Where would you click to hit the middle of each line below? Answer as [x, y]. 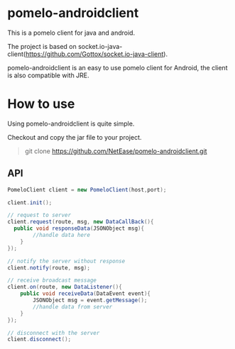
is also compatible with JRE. [49, 75]
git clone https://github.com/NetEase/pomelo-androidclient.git [116, 151]
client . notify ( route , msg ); [49, 267]
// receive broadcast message [52, 281]
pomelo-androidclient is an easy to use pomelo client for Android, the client [117, 67]
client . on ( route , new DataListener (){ [65, 287]
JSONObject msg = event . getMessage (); [90, 300]
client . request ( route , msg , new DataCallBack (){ [81, 222]
